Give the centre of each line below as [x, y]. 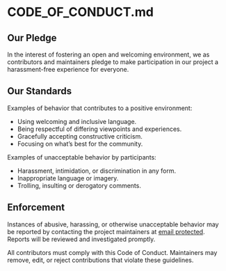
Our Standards [40, 91]
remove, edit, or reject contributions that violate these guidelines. [100, 260]
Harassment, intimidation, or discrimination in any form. [96, 171]
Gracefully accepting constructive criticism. [80, 136]
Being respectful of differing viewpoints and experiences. [99, 129]
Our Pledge [32, 38]
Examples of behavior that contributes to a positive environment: [100, 108]
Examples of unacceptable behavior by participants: [82, 157]
